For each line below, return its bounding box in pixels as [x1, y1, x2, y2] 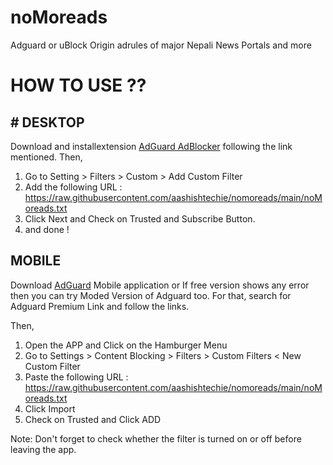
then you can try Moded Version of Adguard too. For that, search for [10, 289, 292, 301]
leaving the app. [10, 443, 77, 455]
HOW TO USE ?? [10, 74, 147, 97]
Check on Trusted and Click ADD [24, 413, 162, 425]
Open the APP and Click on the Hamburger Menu [24, 339, 228, 351]
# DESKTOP [10, 114, 85, 131]
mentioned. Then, [10, 151, 83, 163]
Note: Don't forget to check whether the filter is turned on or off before [10, 432, 302, 445]
